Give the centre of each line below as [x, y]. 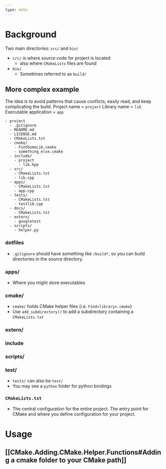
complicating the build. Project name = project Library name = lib [73, 107]
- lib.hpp [28, 165]
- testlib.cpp [29, 204]
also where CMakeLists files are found [58, 63]
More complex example [42, 89]
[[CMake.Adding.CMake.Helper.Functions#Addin [83, 452]
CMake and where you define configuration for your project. [74, 414]
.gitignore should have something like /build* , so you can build [79, 253]
